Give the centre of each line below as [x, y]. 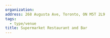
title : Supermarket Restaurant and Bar [46, 28]
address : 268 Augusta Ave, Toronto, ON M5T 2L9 [55, 14]
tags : [11, 19]
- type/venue [23, 23]
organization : [20, 10]
